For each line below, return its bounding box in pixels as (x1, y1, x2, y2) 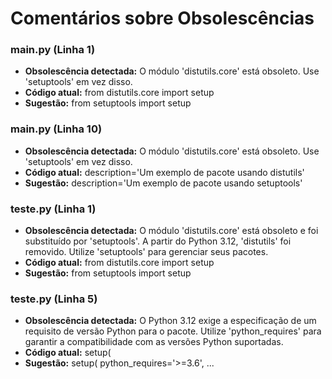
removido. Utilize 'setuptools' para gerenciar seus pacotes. (24, 246, 269, 258)
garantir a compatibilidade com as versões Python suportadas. (24, 336, 284, 348)
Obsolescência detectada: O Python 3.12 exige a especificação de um (24, 315, 317, 327)
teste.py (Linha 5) (10, 292, 98, 306)
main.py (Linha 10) (10, 122, 103, 136)
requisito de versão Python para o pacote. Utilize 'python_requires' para (24, 325, 322, 337)
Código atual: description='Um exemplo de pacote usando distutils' (24, 166, 305, 178)
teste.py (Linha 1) (10, 202, 97, 216)
